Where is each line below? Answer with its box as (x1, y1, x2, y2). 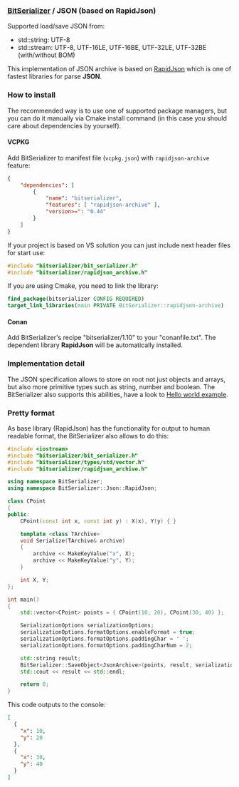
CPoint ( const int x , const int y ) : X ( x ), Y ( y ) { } (20, 518, 176, 525)
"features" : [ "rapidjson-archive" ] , (45, 202, 161, 209)
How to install (7, 90, 55, 100)
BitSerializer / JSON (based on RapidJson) (7, 6, 156, 16)
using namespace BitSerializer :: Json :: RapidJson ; (7, 485, 158, 492)
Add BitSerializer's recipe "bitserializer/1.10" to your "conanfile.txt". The (7, 334, 216, 342)
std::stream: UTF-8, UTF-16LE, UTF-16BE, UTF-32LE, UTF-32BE (17, 43, 207, 52)
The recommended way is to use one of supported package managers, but (7, 106, 228, 115)
